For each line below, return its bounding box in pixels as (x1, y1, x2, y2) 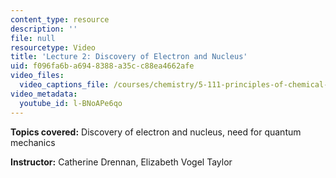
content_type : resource (10, 14, 110, 25)
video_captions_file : (19, 80, 110, 90)
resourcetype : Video (10, 42, 97, 53)
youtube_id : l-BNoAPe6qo (19, 98, 123, 108)
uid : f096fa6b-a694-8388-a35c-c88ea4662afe (10, 61, 195, 71)
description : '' (10, 24, 78, 34)
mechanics (10, 136, 56, 148)
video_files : (10, 71, 65, 81)
